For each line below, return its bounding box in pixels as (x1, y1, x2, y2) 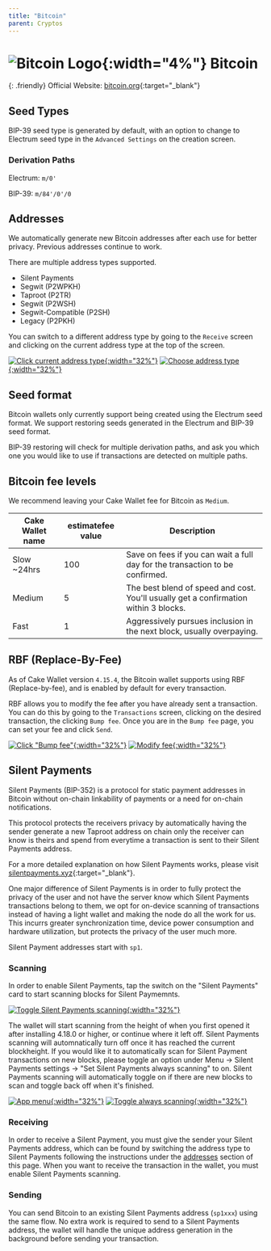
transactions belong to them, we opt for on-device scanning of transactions (8, 900, 260, 910)
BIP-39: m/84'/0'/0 (8, 188, 72, 198)
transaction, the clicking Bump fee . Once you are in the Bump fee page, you (8, 716, 254, 726)
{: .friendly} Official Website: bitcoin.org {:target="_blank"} (8, 81, 201, 91)
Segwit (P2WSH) (19, 299, 77, 309)
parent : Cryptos (8, 19, 63, 27)
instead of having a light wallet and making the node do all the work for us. (8, 909, 256, 919)
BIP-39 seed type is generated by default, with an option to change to (8, 126, 240, 136)
